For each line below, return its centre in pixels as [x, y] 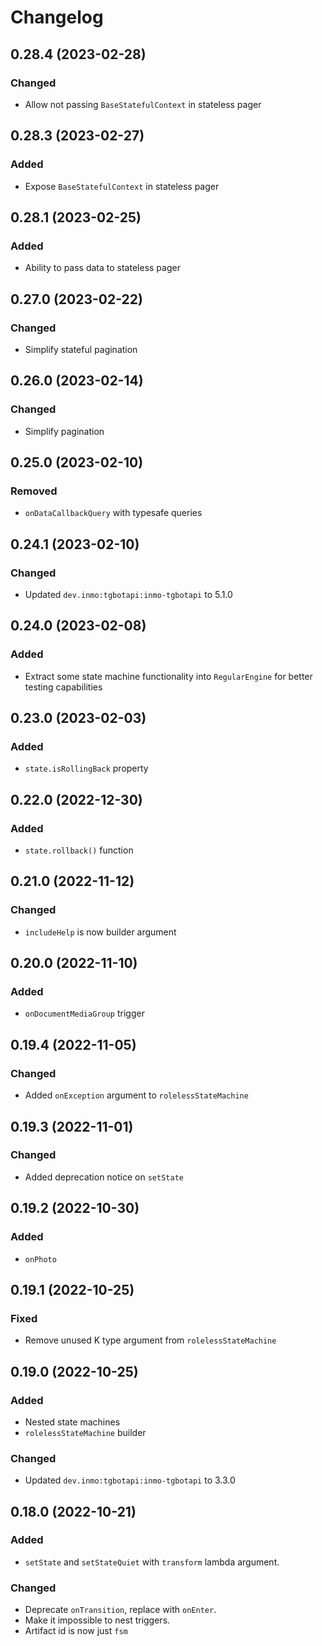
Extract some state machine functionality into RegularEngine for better [168, 676]
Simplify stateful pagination [81, 349]
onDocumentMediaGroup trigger [84, 1013]
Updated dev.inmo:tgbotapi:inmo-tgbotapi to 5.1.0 [128, 594]
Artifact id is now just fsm [76, 1631]
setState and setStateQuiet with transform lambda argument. [152, 1562]
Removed [34, 491]
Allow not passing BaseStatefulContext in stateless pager [143, 104]
